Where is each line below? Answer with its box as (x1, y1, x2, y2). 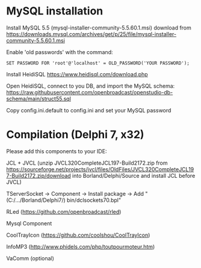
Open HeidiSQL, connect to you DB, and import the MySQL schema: (6, 82, 175, 90)
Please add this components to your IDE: (6, 147, 107, 154)
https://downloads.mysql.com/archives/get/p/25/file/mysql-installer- (6, 30, 176, 37)
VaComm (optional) (6, 254, 54, 262)
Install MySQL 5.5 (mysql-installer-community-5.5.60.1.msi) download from (6, 24, 191, 31)
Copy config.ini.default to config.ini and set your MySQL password (6, 106, 172, 114)
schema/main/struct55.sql (6, 95, 71, 102)
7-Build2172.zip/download (6, 172, 71, 179)
